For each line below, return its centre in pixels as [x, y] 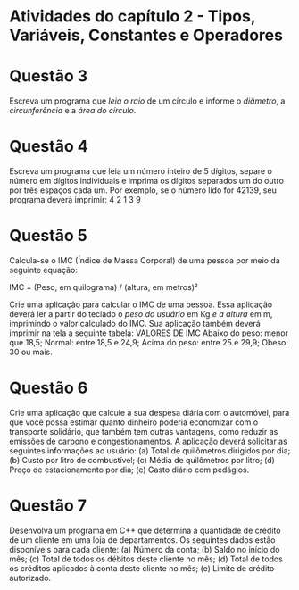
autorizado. [30, 578]
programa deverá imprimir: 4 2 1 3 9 [75, 200]
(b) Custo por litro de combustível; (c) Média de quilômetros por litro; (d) [142, 460]
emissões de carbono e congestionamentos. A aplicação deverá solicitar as [148, 441]
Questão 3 [49, 76]
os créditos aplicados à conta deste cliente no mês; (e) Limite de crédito [142, 568]
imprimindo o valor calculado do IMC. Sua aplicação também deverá [135, 324]
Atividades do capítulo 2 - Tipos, [133, 17]
